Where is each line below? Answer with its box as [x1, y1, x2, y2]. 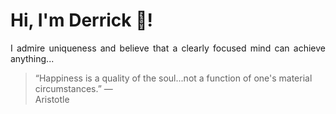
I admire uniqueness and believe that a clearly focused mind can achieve [10, 42, 326, 54]
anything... [10, 52, 55, 64]
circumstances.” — [34, 82, 113, 94]
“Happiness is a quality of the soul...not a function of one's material [34, 72, 313, 84]
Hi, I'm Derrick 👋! [10, 9, 153, 32]
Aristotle [34, 93, 70, 105]
